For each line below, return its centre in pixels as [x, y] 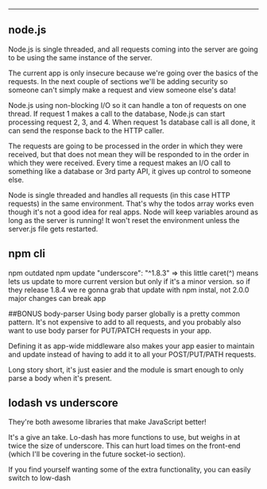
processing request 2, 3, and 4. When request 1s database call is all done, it [132, 122]
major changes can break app [57, 298]
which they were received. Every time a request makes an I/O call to [120, 163]
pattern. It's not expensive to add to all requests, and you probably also [125, 322]
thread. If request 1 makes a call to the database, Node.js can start [117, 114]
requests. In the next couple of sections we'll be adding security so [118, 81]
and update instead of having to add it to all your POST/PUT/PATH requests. [132, 354]
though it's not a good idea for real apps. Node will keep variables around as [133, 212]
